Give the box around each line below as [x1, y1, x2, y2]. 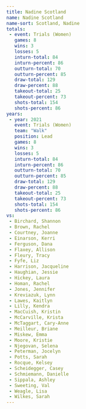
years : [6, 111, 23, 117]
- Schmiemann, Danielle [8, 371, 69, 377]
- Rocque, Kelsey [8, 360, 53, 366]
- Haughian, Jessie [8, 269, 59, 276]
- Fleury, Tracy [8, 252, 50, 259]
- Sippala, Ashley [8, 377, 56, 383]
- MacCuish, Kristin [8, 309, 61, 315]
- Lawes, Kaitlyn [8, 298, 53, 304]
